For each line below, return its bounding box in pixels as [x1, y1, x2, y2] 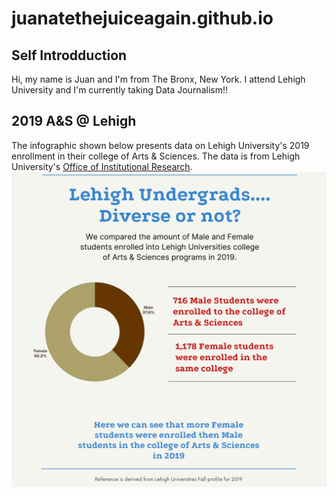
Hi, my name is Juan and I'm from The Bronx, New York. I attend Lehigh [11, 73, 306, 85]
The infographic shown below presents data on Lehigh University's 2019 [11, 139, 310, 151]
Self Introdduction [11, 47, 128, 64]
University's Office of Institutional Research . [11, 160, 193, 172]
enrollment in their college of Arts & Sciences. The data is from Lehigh [11, 150, 301, 162]
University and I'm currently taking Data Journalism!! [11, 84, 228, 96]
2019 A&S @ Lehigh [11, 113, 137, 130]
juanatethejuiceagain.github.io [11, 7, 274, 30]
